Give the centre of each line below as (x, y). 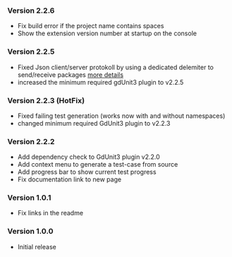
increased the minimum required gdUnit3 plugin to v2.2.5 (100, 82)
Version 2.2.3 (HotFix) (46, 100)
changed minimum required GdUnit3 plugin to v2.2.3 (94, 123)
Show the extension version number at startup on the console (107, 33)
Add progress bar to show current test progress (87, 172)
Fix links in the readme (50, 213)
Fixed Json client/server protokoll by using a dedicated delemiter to (115, 67)
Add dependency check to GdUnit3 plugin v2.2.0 (88, 157)
